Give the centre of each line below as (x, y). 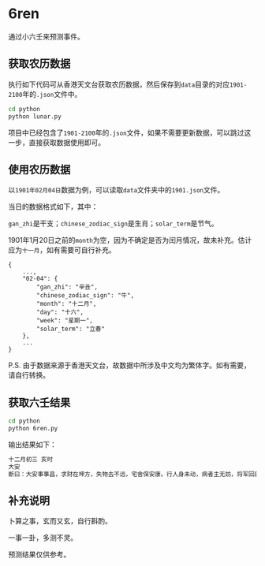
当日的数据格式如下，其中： (53, 207)
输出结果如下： (32, 444)
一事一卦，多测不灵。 (43, 538)
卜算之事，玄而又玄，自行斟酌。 (60, 521)
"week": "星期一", (65, 321)
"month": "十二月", (67, 304)
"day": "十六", (60, 312)
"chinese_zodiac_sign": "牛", (86, 296)
